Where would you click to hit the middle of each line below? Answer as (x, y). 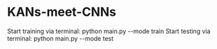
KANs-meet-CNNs (62, 12)
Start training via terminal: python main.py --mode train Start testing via (109, 31)
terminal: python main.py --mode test (60, 38)
